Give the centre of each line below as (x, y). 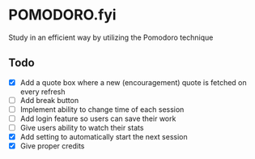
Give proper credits (52, 146)
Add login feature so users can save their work (98, 118)
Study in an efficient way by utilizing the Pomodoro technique (111, 37)
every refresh (42, 92)
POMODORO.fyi (62, 15)
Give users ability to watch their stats (82, 128)
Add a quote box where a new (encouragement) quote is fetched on (133, 82)
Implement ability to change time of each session (102, 109)
